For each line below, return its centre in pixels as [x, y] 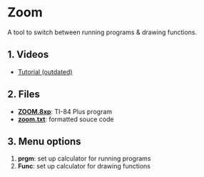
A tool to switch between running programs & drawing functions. [102, 32]
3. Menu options [44, 141]
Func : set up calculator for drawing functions [84, 166]
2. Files [24, 95]
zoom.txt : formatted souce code [66, 119]
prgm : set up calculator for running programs [84, 158]
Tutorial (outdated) [45, 71]
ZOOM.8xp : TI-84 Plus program [65, 111]
